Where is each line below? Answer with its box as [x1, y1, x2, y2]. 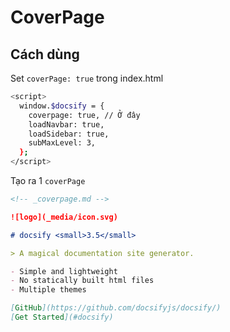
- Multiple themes [10, 285, 87, 295]
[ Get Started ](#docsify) [10, 312, 114, 322]
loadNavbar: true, [28, 119, 105, 130]
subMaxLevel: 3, [28, 138, 97, 148]
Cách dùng [10, 46, 80, 63]
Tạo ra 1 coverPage [10, 175, 86, 186]
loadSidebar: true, [28, 129, 110, 139]
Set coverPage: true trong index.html [10, 72, 164, 84]
